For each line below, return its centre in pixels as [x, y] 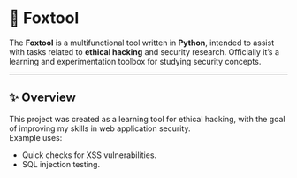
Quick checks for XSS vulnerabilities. [89, 155]
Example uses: [36, 137]
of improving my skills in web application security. [100, 128]
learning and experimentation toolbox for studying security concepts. [135, 61]
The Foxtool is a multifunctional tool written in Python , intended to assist [142, 43]
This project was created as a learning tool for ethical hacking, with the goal [147, 119]
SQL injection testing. [61, 164]
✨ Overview [43, 98]
